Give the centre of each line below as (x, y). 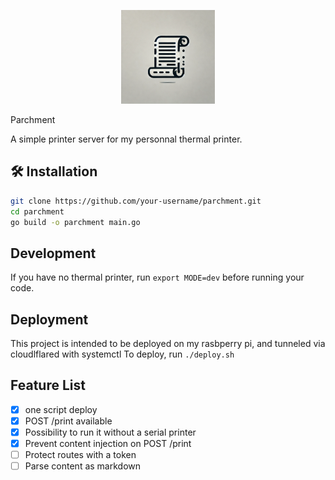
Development (53, 253)
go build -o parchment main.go (75, 222)
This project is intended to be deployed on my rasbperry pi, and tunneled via (168, 344)
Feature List (48, 385)
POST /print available (68, 421)
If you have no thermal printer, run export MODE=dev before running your (157, 277)
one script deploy (61, 409)
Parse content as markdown (83, 466)
